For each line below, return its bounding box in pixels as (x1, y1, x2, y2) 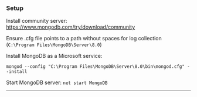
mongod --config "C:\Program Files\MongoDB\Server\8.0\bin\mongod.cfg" (6, 64, 185, 70)
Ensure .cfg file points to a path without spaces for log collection (6, 35, 162, 42)
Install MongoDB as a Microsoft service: (6, 53, 103, 60)
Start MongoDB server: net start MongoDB (6, 79, 108, 86)
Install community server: (6, 18, 67, 25)
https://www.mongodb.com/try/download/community (6, 23, 135, 30)
